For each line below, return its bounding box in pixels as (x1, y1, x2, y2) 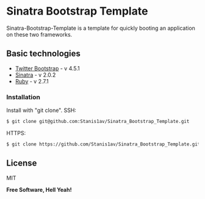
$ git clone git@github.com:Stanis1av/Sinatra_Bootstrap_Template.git (6, 119, 190, 125)
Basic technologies (6, 49, 81, 59)
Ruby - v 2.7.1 (15, 77, 49, 85)
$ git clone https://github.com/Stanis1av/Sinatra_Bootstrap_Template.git (6, 141, 201, 147)
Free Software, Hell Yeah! (6, 186, 72, 193)
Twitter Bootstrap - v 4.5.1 (15, 65, 81, 72)
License (6, 158, 37, 169)
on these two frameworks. (6, 30, 73, 38)
